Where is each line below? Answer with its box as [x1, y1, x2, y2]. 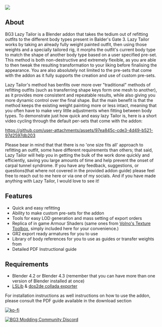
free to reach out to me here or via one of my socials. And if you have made [5, 173, 156, 179]
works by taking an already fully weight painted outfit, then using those [5, 41, 147, 47]
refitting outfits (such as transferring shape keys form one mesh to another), [5, 87, 157, 93]
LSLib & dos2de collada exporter [12, 283, 78, 289]
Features [5, 192, 32, 200]
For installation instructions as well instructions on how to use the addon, [5, 293, 151, 298]
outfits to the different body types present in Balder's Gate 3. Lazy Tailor [5, 36, 149, 42]
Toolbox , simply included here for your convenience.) [12, 226, 119, 231]
